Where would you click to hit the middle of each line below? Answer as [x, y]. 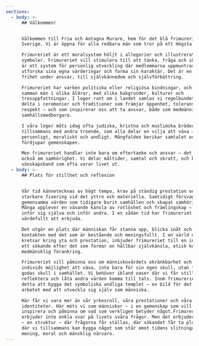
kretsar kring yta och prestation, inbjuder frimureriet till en [104, 240]
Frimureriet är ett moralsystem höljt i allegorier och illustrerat [108, 55]
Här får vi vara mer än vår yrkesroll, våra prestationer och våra [107, 300]
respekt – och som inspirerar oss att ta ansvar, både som [96, 110]
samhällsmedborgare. [47, 115]
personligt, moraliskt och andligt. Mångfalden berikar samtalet [104, 137]
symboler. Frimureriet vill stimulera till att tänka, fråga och [104, 61]
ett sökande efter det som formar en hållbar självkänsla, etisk [104, 246]
